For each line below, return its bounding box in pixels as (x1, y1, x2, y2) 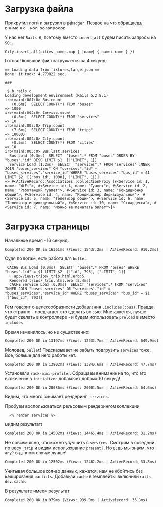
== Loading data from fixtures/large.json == (5, 67, 99, 72)
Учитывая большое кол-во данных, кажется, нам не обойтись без (5, 468, 143, 474)
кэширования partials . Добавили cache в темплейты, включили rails (5, 473, 151, 479)
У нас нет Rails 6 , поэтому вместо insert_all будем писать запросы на (5, 34, 156, 40)
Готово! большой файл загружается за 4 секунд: (5, 57, 107, 63)
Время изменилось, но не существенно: (5, 329, 90, 335)
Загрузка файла (5, 3, 74, 15)
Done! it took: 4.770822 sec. (5, 71, 67, 77)
